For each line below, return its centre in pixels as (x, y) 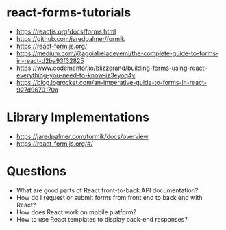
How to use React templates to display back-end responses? (102, 219)
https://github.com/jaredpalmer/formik (70, 38)
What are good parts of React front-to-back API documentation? (107, 190)
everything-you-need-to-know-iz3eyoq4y (76, 75)
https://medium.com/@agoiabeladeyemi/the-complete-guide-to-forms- (117, 53)
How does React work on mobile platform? (76, 212)
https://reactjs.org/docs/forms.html (66, 31)
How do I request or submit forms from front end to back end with (109, 197)
